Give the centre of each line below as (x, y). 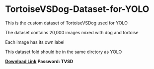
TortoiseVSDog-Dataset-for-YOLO (77, 9)
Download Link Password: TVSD (39, 61)
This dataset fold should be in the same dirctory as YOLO (64, 52)
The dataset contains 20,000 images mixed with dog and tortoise (72, 32)
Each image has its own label (35, 42)
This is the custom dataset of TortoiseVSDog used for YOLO (67, 23)
